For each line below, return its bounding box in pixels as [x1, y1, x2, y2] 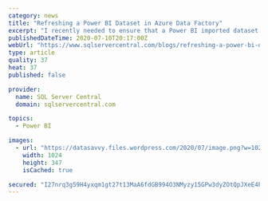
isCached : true [22, 166, 73, 174]
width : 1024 [22, 151, 62, 160]
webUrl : [8, 41, 34, 49]
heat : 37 [8, 64, 37, 72]
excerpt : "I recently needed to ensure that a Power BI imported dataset [8, 26, 259, 34]
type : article [8, 49, 56, 57]
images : [8, 136, 34, 144]
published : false [8, 71, 66, 79]
